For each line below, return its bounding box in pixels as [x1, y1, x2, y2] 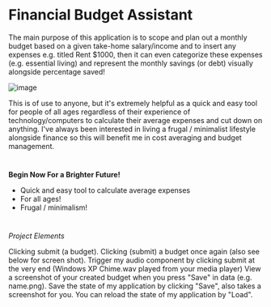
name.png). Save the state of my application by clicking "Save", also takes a [8, 281, 261, 291]
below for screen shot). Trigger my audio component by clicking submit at [8, 255, 256, 265]
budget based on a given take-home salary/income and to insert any [8, 41, 237, 50]
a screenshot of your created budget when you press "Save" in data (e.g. [8, 273, 252, 283]
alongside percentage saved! [8, 66, 105, 76]
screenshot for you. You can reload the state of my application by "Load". [8, 290, 253, 300]
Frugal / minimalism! [19, 203, 87, 212]
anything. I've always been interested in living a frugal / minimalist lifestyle [8, 124, 256, 134]
